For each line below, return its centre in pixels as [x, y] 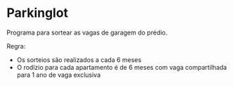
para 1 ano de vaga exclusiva [59, 75]
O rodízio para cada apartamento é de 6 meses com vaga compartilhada [122, 67]
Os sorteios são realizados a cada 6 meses [79, 60]
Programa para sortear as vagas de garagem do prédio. [87, 32]
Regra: [16, 46]
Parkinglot [37, 13]
